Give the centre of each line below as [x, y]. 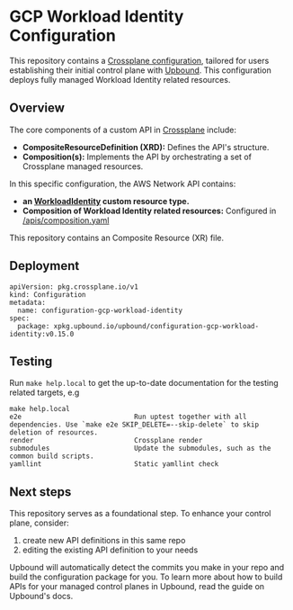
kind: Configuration [48, 294]
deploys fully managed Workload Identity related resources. [120, 79]
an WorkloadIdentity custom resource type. [106, 201]
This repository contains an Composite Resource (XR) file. [117, 238]
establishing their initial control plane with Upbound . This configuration [140, 70]
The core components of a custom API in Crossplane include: [123, 130]
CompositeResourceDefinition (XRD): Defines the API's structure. [146, 147]
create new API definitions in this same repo [104, 541]
